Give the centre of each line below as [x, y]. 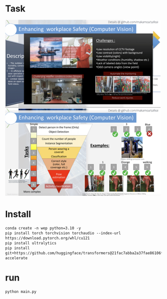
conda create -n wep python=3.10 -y [43, 228]
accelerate [16, 258]
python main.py [21, 292]
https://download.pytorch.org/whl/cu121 [48, 238]
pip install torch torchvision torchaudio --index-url [63, 233]
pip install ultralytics [31, 243]
